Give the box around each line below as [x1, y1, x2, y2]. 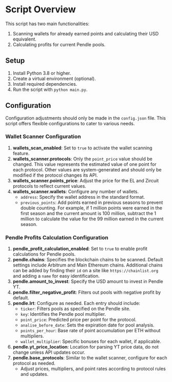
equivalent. [12, 36, 37, 42]
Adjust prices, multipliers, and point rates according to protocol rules [20, 366, 166, 372]
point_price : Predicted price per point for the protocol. [20, 317, 137, 323]
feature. [12, 150, 30, 156]
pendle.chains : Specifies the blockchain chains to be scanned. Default [12, 257, 163, 263]
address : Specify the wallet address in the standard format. [20, 194, 145, 200]
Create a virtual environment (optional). [12, 75, 96, 82]
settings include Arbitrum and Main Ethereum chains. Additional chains [12, 262, 163, 268]
